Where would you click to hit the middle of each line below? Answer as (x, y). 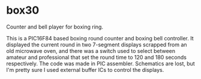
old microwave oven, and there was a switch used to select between (91, 50)
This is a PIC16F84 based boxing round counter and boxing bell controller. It (100, 38)
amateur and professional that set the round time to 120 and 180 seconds (97, 57)
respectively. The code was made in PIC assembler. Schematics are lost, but (100, 64)
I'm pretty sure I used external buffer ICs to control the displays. (85, 69)
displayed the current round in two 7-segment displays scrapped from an (97, 45)
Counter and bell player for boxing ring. (55, 27)
